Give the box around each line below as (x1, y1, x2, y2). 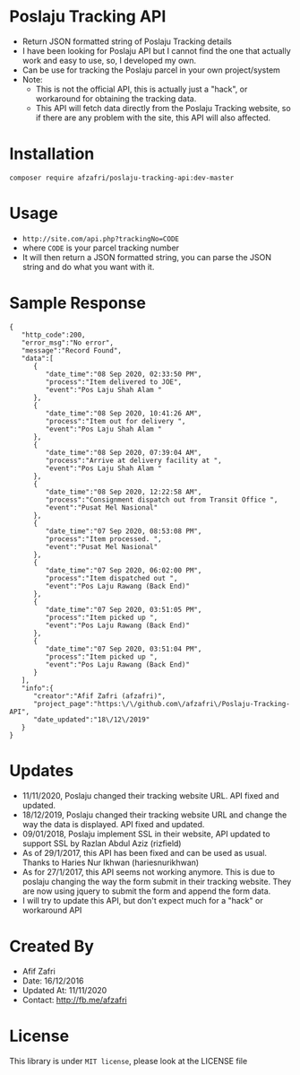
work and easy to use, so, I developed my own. (21, 55, 197, 66)
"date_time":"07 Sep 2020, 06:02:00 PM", (45, 565, 202, 575)
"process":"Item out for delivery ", (45, 416, 186, 425)
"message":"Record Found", (21, 345, 123, 355)
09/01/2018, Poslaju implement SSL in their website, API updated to (21, 828, 270, 839)
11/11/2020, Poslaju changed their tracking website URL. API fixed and (21, 790, 279, 800)
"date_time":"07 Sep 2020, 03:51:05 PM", (45, 605, 202, 614)
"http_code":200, (21, 330, 87, 339)
